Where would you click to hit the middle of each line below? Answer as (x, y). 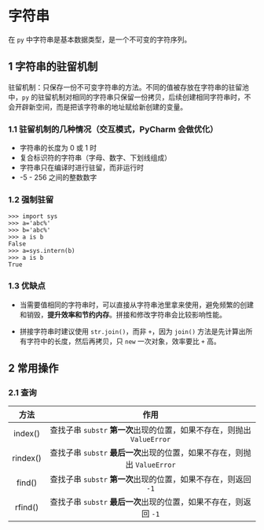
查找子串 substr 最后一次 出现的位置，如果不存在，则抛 (150, 453)
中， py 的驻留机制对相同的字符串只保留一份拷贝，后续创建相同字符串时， (126, 97)
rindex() (27, 458)
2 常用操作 (33, 368)
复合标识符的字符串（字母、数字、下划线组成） (95, 158)
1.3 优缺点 (27, 286)
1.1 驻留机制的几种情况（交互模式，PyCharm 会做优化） (113, 129)
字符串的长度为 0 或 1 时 (58, 148)
